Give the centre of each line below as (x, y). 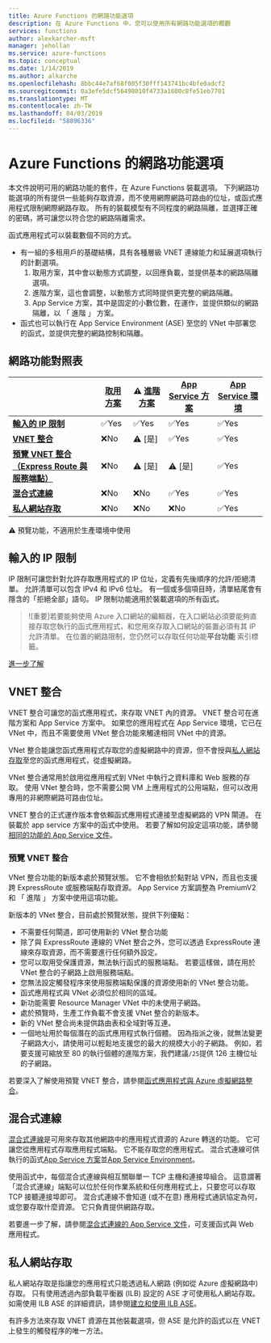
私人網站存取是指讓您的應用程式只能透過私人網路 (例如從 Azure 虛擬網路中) (133, 1283)
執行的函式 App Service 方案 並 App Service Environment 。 (104, 1159)
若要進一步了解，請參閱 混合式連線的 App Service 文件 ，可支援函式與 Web (131, 1224)
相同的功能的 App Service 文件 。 (63, 835)
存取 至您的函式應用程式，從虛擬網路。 (72, 760)
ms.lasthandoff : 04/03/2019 (56, 114)
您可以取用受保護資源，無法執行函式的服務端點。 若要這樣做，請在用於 (138, 962)
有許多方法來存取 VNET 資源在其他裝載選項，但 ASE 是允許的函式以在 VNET (135, 1321)
